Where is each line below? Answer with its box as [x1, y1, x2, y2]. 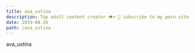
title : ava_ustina [6, 8, 51, 15]
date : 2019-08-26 [6, 19, 49, 25]
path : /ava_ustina [6, 24, 51, 31]
